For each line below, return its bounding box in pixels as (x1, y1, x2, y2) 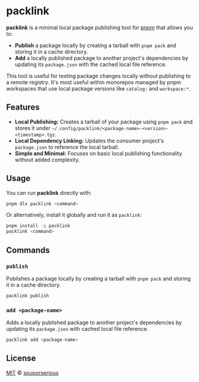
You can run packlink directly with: (6, 189, 92, 196)
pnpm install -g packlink (6, 223, 70, 229)
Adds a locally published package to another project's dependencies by (6, 319, 182, 326)
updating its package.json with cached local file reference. (6, 325, 149, 333)
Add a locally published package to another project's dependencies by (14, 54, 189, 61)
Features (6, 103, 40, 113)
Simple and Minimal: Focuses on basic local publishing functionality (14, 150, 182, 157)
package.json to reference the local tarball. (14, 143, 119, 150)
